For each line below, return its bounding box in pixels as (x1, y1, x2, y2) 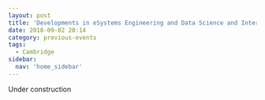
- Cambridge (15, 48, 55, 56)
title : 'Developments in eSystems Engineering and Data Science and (8, 19, 238, 27)
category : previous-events (8, 33, 97, 42)
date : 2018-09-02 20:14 (8, 26, 87, 34)
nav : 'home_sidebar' (15, 63, 83, 71)
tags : (8, 41, 26, 49)
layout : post (8, 11, 51, 20)
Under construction (8, 84, 72, 94)
